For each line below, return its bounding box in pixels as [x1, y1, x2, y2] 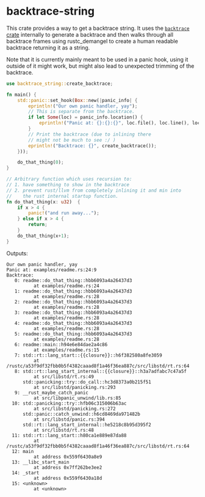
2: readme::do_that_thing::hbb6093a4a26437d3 [14, 299, 132, 305]
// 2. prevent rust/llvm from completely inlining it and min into [6, 187, 182, 194]
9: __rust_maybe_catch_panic [14, 390, 88, 396]
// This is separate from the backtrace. [28, 109, 135, 115]
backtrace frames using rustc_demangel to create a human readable [6, 37, 178, 45]
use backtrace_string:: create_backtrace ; [6, 81, 113, 87]
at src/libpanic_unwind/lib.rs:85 [33, 395, 121, 401]
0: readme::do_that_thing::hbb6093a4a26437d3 [14, 277, 132, 283]
